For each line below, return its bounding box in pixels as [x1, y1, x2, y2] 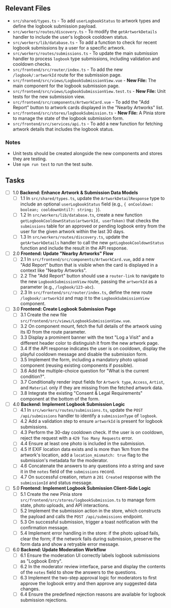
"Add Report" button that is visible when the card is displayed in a [20, 262, 158, 268]
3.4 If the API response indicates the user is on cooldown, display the [20, 345, 166, 351]
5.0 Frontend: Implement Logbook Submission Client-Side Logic [12, 485, 151, 491]
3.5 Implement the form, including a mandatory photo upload [20, 357, 148, 363]
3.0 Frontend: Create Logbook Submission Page [12, 306, 116, 312]
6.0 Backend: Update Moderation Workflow [12, 546, 106, 552]
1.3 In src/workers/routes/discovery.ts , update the [20, 234, 129, 240]
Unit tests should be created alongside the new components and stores [12, 150, 163, 157]
